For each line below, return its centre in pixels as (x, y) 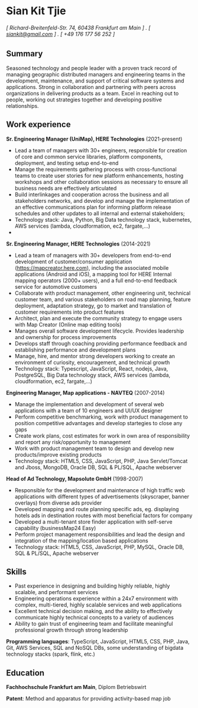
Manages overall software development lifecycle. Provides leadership (99, 331)
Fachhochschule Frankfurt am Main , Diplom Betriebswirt (76, 687)
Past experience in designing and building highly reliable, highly (92, 586)
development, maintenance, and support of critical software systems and (95, 81)
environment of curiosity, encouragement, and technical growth (92, 362)
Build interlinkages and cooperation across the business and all (92, 194)
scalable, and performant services (56, 592)
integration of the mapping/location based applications (82, 540)
